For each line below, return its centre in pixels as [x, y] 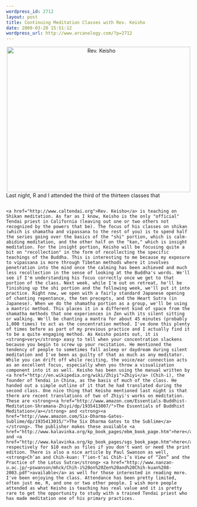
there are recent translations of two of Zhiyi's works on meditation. [95, 396]
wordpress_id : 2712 [30, 11]
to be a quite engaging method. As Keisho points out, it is [82, 335]
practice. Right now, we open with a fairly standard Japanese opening [95, 294]
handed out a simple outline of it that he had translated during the [94, 386]
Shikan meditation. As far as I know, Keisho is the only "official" [93, 217]
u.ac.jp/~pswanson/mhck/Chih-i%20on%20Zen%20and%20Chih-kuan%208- [89, 468]
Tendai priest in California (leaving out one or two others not [87, 222]
